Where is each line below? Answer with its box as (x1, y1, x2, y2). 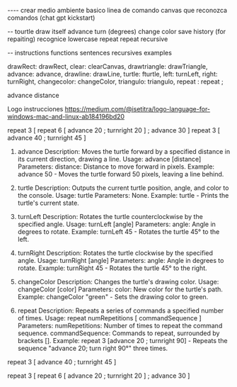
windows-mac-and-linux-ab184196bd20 (7, 113, 125, 120)
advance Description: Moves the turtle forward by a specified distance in (17, 147, 231, 155)
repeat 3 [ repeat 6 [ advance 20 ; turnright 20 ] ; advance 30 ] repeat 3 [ (7, 126, 221, 134)
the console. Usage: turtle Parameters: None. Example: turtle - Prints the (17, 191, 229, 199)
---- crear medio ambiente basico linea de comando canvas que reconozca (7, 6, 228, 14)
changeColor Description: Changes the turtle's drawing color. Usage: (17, 278, 219, 286)
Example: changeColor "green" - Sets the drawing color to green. (17, 293, 209, 301)
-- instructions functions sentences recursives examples (7, 49, 172, 57)
